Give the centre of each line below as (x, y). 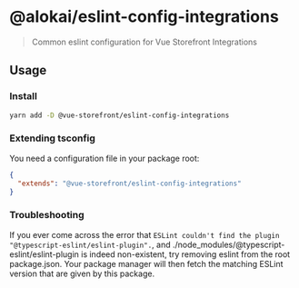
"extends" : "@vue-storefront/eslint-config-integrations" (130, 184)
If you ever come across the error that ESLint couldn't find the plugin (145, 234)
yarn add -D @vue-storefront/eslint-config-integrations (120, 115)
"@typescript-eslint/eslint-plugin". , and (90, 244)
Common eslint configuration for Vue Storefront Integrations (144, 42)
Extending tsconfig (52, 138)
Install (24, 96)
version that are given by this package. (82, 273)
